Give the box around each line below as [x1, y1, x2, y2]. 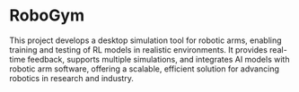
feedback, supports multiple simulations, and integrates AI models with [27, 54, 290, 64]
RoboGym [9, 5, 85, 26]
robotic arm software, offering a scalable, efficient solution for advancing [9, 63, 280, 74]
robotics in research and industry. [9, 72, 135, 83]
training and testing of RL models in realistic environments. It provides [9, 44, 268, 54]
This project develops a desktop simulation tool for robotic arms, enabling [9, 35, 282, 46]
